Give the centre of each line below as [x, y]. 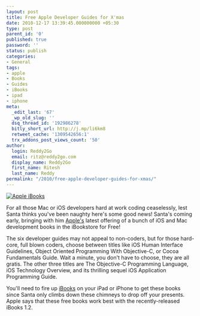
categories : [21, 56]
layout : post [22, 12]
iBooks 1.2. [19, 307]
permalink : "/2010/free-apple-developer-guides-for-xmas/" [81, 179]
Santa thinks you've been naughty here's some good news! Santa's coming [99, 214]
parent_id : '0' [25, 34]
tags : [13, 67]
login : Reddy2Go [32, 151]
